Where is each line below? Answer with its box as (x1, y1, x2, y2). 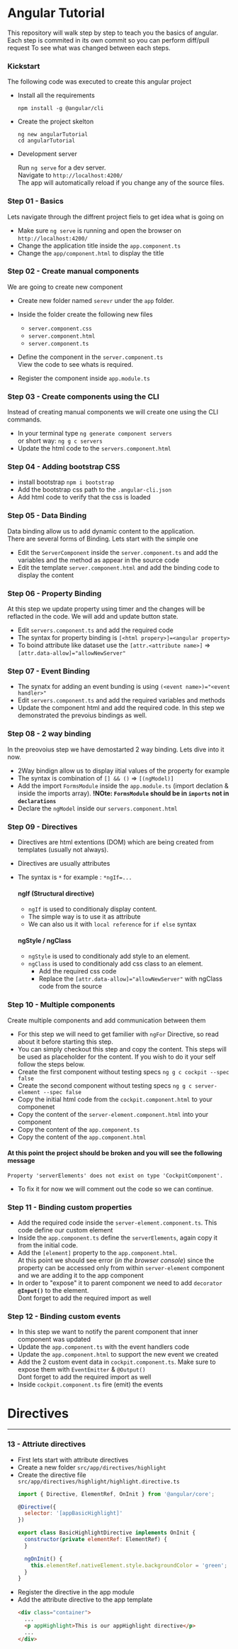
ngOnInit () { (24, 1555, 63, 1562)
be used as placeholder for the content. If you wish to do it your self (17, 1052, 216, 1061)
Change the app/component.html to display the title (17, 248, 164, 257)
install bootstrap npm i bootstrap (17, 478, 115, 487)
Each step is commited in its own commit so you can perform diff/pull (7, 35, 210, 44)
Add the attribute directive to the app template (17, 1595, 153, 1604)
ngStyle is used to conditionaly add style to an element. (28, 952, 191, 961)
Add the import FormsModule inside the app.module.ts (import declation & (17, 781, 229, 790)
